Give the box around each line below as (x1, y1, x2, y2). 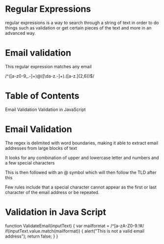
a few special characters (5, 160, 55, 165)
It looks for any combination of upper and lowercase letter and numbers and (5, 155, 159, 161)
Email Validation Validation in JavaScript (5, 107, 86, 112)
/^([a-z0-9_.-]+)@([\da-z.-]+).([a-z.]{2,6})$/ (5, 73, 95, 79)
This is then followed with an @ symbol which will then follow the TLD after (5, 169, 157, 175)
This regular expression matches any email (5, 63, 92, 69)
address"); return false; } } (5, 233, 58, 239)
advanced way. (5, 30, 36, 36)
